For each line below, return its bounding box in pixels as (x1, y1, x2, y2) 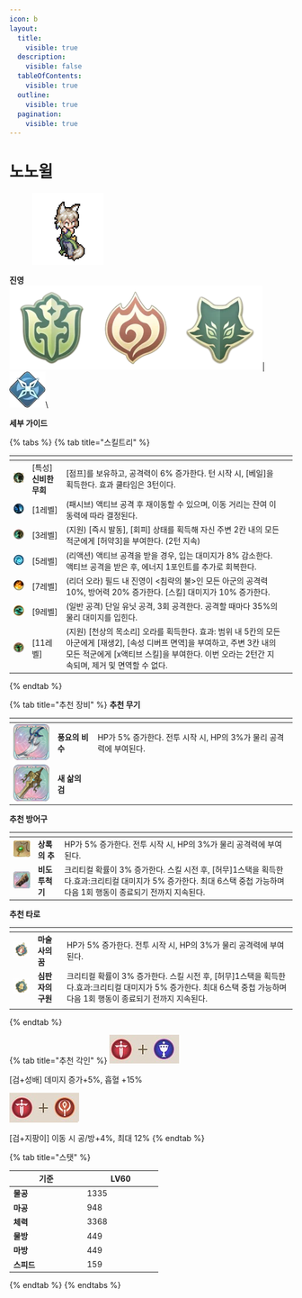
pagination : (17, 109, 63, 119)
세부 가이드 (9, 418, 48, 429)
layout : (9, 23, 39, 33)
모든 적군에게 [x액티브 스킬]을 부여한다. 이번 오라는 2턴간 (66, 649, 265, 659)
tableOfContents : (17, 72, 83, 81)
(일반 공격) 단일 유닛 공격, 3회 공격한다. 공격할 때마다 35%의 (66, 601, 279, 612)
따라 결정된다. (89, 510, 138, 522)
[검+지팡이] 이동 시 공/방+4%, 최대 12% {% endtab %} (9, 1132, 205, 1143)
